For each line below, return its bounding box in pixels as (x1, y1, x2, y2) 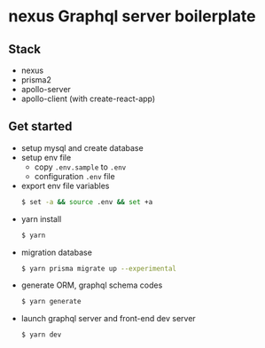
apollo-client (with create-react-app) (20, 93, 156, 104)
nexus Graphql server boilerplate (8, 6, 256, 27)
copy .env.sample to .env (34, 162, 127, 172)
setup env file (20, 152, 72, 162)
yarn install (20, 213, 62, 224)
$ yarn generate (20, 297, 82, 306)
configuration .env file (34, 170, 116, 181)
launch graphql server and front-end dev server (20, 313, 196, 324)
